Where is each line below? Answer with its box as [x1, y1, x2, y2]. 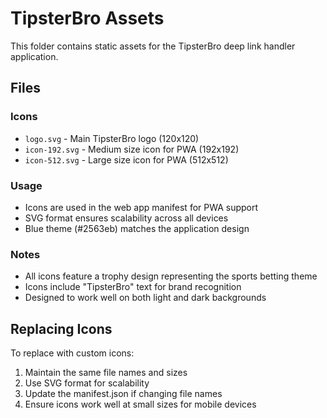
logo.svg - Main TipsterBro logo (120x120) [24, 132, 200, 144]
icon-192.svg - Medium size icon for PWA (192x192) [24, 143, 240, 155]
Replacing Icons [10, 320, 113, 337]
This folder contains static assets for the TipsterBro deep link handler [10, 40, 296, 52]
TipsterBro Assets [10, 7, 165, 30]
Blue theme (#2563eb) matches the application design [24, 222, 250, 234]
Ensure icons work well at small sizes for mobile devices [24, 398, 257, 411]
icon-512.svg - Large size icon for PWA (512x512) [24, 153, 229, 166]
